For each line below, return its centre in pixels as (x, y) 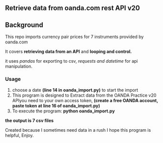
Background (24, 25)
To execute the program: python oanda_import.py (64, 111)
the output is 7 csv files (29, 120)
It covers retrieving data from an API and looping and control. (68, 52)
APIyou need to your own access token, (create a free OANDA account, (85, 100)
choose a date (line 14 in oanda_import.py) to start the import (75, 90)
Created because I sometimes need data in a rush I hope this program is (78, 130)
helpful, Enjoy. (19, 135)
